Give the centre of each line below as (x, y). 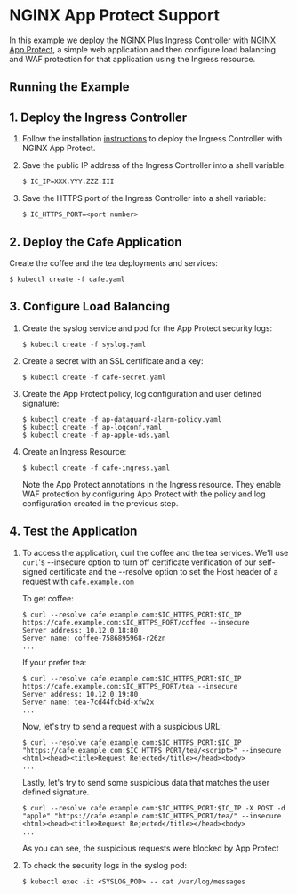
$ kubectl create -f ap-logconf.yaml (92, 427)
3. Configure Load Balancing (90, 306)
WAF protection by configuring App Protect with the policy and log (144, 494)
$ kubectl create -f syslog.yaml (84, 344)
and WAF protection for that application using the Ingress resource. (132, 59)
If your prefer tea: (54, 662)
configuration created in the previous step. (100, 503)
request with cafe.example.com (78, 581)
